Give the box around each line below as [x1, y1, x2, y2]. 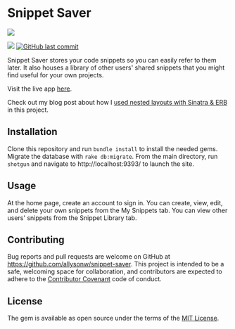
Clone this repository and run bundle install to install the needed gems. [7, 144, 218, 153]
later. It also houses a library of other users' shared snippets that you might [7, 63, 225, 72]
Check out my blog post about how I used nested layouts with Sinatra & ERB [7, 98, 227, 106]
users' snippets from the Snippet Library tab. [7, 213, 137, 222]
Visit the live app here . [7, 84, 72, 93]
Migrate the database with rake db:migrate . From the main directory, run [7, 152, 218, 160]
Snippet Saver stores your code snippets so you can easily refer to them [7, 56, 217, 64]
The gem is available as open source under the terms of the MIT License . [7, 314, 220, 323]
